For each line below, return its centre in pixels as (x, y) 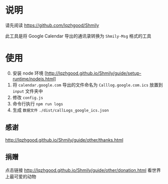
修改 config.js (28, 97)
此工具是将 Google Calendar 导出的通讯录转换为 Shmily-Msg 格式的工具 (78, 36)
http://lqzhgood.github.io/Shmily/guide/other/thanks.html (64, 140)
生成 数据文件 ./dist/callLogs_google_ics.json (61, 110)
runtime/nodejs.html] (34, 79)
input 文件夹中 (28, 91)
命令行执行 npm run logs (38, 103)
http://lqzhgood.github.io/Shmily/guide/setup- (94, 73)
